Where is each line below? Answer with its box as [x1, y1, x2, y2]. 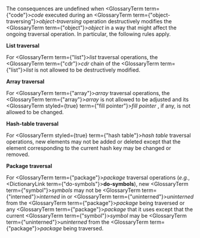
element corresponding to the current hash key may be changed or [6, 145, 171, 151]
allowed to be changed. [6, 109, 64, 115]
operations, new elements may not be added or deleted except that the [6, 138, 181, 145]
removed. [6, 151, 30, 158]
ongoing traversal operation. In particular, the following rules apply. [6, 30, 171, 38]
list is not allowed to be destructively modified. [26, 66, 140, 74]
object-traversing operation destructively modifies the [38, 18, 172, 25]
